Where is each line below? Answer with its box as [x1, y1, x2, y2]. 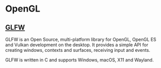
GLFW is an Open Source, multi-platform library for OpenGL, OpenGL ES [5, 36, 156, 42]
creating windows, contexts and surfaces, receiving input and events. [5, 47, 150, 53]
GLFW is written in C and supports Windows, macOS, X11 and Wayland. [5, 57, 154, 63]
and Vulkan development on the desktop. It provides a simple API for [5, 42, 148, 48]
